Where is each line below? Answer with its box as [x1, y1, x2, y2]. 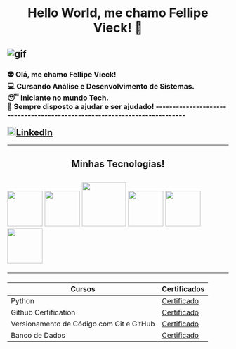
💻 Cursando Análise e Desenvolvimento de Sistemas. [7, 81, 195, 91]
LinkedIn [16, 127, 53, 138]
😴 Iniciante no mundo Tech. [7, 93, 109, 103]
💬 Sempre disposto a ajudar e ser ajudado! [7, 101, 155, 111]
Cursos [70, 284, 96, 294]
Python [11, 296, 35, 306]
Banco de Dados [11, 331, 65, 341]
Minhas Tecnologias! [71, 158, 165, 170]
